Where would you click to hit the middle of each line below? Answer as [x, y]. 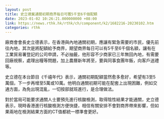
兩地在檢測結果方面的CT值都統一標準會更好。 [55, 112]
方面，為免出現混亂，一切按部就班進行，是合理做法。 [62, 89]
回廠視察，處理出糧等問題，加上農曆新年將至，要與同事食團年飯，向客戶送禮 [82, 60]
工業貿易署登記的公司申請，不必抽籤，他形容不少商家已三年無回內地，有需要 [82, 55]
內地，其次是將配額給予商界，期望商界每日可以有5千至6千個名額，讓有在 [82, 48]
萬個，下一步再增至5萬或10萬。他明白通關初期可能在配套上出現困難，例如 [79, 83]
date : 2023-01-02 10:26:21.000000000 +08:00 [51, 19]
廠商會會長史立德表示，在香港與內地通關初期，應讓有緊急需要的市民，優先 [80, 42]
